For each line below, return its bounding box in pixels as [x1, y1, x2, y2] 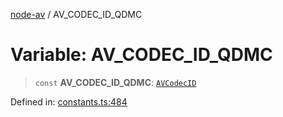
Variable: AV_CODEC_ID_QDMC [10, 44, 273, 66]
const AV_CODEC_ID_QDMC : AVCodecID [34, 76, 197, 88]
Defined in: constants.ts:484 [10, 95, 128, 108]
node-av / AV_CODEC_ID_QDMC [10, 9, 143, 20]
